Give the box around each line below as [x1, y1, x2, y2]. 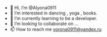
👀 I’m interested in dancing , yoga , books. [10, 10, 97, 16]
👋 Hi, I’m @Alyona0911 [10, 5, 57, 10]
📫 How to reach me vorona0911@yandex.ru [10, 26, 102, 32]
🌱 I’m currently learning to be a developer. [10, 15, 97, 21]
